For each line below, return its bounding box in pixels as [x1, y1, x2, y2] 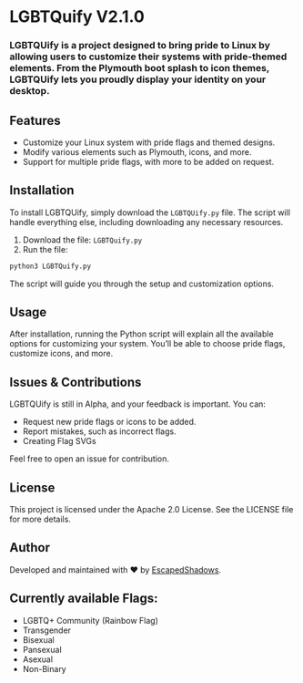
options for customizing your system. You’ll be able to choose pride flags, [9, 338, 286, 349]
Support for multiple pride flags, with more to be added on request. [22, 156, 275, 167]
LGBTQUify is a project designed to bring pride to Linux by [9, 39, 270, 52]
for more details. [9, 513, 71, 525]
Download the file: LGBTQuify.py [22, 234, 143, 245]
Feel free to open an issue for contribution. [9, 453, 170, 464]
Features [9, 112, 61, 129]
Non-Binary [22, 663, 66, 674]
